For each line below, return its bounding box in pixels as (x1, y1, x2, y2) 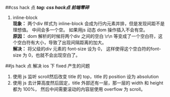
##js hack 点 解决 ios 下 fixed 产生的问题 (5, 63, 90, 69)
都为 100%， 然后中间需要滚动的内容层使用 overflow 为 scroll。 (12, 86, 146, 92)
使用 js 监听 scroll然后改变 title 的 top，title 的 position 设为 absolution (12, 74, 159, 79)
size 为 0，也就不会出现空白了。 (12, 52, 80, 58)
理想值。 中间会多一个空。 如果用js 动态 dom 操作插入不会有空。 (12, 27, 148, 33)
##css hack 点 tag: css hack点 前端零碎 (5, 5, 90, 10)
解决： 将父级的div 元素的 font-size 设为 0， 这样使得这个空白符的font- (12, 46, 161, 52)
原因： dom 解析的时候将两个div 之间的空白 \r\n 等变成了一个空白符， (12, 33, 159, 39)
